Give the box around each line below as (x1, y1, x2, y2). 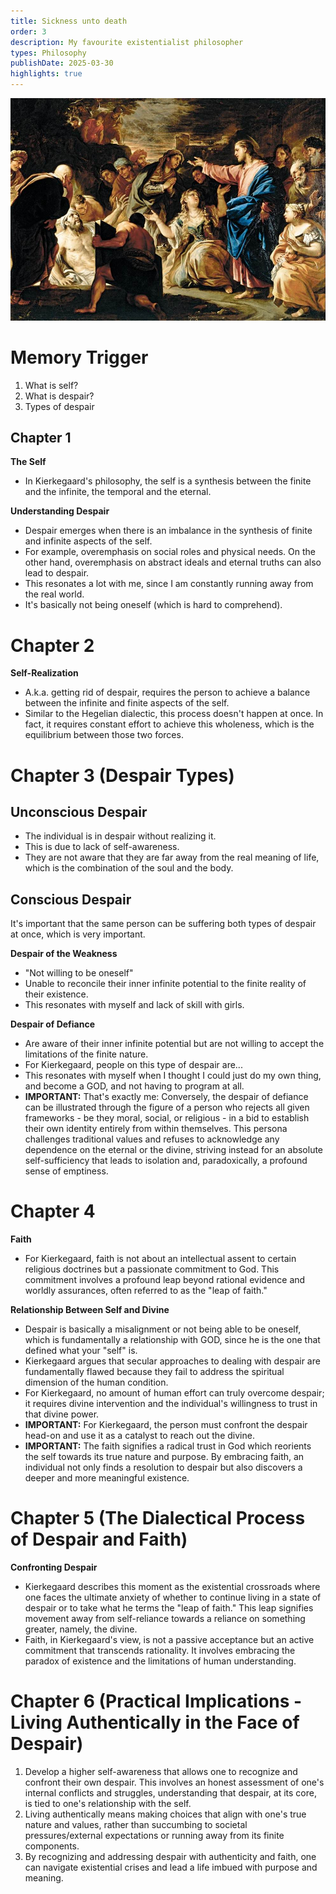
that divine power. (24, 1408, 100, 1420)
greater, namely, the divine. (24, 1623, 138, 1635)
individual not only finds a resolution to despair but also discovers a (24, 1461, 303, 1474)
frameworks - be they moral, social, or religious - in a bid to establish (24, 1112, 310, 1124)
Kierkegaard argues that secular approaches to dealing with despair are (24, 1355, 321, 1367)
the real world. (24, 588, 85, 600)
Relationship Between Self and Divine (10, 1304, 170, 1316)
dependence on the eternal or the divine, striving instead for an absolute (24, 1144, 324, 1156)
